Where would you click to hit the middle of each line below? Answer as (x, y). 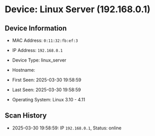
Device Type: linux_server (39, 60)
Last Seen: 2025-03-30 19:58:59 (46, 90)
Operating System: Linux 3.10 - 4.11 (49, 100)
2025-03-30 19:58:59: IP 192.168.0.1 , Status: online (67, 128)
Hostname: (24, 70)
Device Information (36, 28)
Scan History (26, 116)
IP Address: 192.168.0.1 (37, 50)
